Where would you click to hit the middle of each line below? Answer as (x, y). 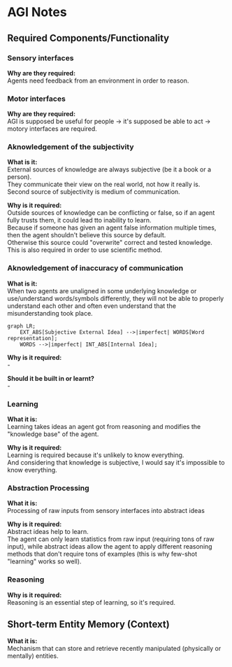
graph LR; (22, 326)
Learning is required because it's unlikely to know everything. (96, 455)
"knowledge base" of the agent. (53, 434)
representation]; (32, 338)
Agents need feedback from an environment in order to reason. (98, 80)
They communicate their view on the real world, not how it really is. (104, 184)
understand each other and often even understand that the (92, 306)
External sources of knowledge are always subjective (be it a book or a (109, 169)
